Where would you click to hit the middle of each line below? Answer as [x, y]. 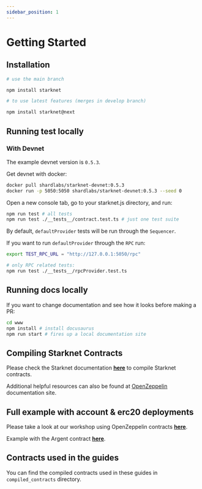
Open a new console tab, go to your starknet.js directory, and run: [89, 202]
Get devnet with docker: [37, 174]
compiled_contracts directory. [44, 479]
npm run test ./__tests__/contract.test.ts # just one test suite [93, 219]
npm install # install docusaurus [50, 328]
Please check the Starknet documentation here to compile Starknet [91, 368]
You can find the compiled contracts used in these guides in [82, 472]
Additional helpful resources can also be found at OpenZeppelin [87, 386]
